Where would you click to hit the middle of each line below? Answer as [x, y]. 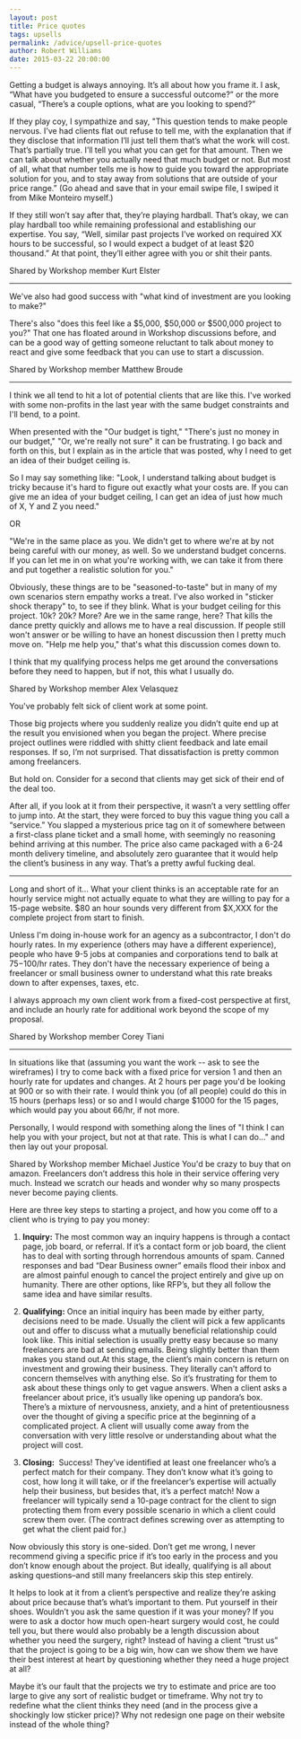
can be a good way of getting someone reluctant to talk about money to [142, 343]
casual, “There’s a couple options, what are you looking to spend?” [133, 104]
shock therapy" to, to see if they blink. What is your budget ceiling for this [145, 606]
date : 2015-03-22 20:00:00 [60, 59]
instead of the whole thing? [60, 1724]
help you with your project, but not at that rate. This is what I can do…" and [147, 1137]
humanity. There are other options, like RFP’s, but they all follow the [146, 1284]
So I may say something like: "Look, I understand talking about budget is [142, 478]
